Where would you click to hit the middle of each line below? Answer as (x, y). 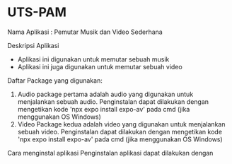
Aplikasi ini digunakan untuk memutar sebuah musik (93, 59)
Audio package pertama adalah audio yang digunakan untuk (105, 94)
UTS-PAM (37, 12)
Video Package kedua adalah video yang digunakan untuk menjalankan (121, 124)
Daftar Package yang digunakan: (55, 80)
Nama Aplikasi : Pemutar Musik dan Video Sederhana (85, 32)
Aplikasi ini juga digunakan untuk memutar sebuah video (100, 66)
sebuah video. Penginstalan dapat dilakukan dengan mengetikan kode (120, 131)
